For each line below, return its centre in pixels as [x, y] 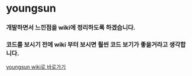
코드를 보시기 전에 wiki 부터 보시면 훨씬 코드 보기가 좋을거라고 [87, 45]
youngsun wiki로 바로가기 [36, 67]
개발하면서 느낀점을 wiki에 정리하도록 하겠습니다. [71, 28]
